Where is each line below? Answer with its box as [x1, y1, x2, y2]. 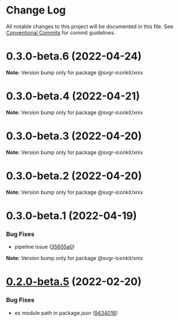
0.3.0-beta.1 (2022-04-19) [6, 209, 137, 222]
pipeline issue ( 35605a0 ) [14, 244, 75, 251]
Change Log [6, 4, 66, 17]
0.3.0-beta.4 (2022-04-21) [6, 90, 140, 103]
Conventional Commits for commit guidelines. [6, 29, 115, 36]
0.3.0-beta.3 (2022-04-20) [6, 129, 142, 142]
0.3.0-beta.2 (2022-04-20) [6, 169, 142, 182]
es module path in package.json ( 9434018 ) [14, 309, 118, 316]
